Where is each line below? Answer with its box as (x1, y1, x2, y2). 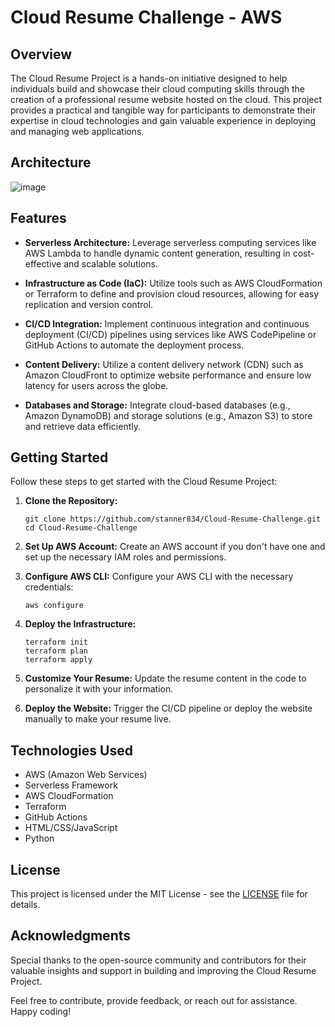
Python (24, 832, 55, 845)
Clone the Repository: (24, 495, 118, 507)
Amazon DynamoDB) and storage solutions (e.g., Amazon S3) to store (24, 409, 313, 421)
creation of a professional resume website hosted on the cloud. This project (10, 94, 323, 105)
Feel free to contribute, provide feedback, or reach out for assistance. (10, 994, 298, 1006)
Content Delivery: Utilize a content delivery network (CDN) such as (24, 358, 304, 370)
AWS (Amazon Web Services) (24, 769, 148, 781)
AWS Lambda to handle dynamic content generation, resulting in (24, 247, 291, 259)
